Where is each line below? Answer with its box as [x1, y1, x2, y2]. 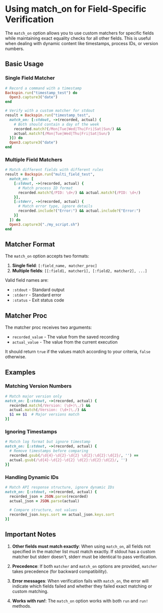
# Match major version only [5, 393, 62, 399]
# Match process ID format [18, 185, 73, 191]
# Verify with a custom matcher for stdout [5, 108, 95, 113]
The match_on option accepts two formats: [5, 253, 89, 259]
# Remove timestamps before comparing [9, 448, 89, 454]
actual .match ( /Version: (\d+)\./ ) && [9, 408, 86, 413]
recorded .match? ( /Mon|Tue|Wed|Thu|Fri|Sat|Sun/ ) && [14, 126, 121, 131]
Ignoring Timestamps [5, 428, 57, 435]
